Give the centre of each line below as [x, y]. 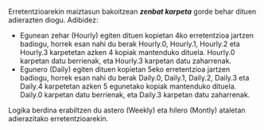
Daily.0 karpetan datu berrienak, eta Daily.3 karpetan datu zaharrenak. [135, 95]
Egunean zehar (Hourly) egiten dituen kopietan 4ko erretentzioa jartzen [137, 35]
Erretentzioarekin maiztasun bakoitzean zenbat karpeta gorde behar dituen [132, 12]
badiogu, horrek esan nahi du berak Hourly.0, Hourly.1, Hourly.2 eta [130, 44]
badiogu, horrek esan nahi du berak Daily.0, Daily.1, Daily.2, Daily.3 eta [134, 78]
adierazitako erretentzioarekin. [58, 118]
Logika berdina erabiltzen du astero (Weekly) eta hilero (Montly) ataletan [127, 110]
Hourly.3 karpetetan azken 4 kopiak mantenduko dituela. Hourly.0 [127, 52]
